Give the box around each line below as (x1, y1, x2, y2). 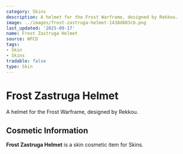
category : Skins (6, 8, 46, 15)
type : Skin (6, 63, 33, 70)
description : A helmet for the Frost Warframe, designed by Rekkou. (6, 14, 178, 20)
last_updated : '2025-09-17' (6, 25, 76, 31)
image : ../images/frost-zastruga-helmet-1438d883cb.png (6, 19, 146, 25)
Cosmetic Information (6, 125, 89, 136)
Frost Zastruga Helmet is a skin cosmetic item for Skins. (6, 141, 143, 148)
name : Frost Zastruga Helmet (6, 31, 78, 37)
